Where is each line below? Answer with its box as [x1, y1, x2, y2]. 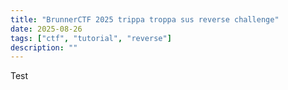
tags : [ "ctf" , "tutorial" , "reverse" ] [10, 33, 172, 43]
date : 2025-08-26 [10, 24, 83, 34]
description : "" [10, 42, 78, 53]
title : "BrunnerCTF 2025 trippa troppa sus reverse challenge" [10, 14, 280, 25]
